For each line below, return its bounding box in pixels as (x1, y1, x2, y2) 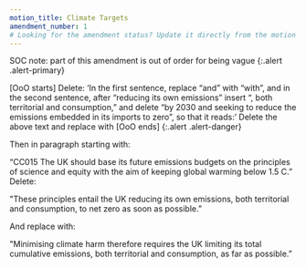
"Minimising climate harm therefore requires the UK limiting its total (9, 239, 262, 250)
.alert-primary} (9, 65, 66, 76)
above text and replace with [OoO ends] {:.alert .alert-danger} (9, 121, 242, 132)
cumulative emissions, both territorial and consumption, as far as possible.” (9, 248, 292, 260)
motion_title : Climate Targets (9, 13, 129, 23)
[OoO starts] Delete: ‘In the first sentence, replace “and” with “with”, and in (9, 83, 290, 94)
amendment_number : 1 (9, 22, 89, 31)
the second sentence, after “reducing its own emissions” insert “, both (9, 92, 273, 103)
